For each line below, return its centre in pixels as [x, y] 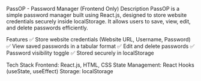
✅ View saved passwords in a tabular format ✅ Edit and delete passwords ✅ [100, 46]
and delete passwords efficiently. [47, 28]
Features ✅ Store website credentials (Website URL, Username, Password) [98, 39]
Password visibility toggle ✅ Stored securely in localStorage [80, 53]
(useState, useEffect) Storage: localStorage [60, 71]
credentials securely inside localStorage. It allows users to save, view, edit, [98, 21]
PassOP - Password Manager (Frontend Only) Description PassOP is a [93, 9]
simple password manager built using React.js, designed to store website [97, 15]
